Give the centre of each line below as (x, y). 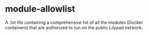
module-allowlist (40, 9)
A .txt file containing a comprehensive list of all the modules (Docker (74, 22)
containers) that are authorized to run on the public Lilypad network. (74, 27)
